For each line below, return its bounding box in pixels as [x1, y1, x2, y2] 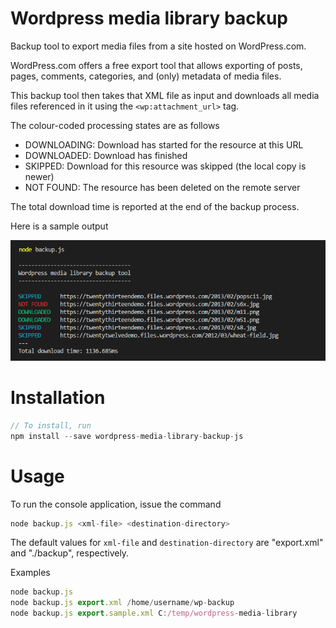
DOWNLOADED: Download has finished [24, 149, 188, 161]
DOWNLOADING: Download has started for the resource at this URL [24, 138, 304, 151]
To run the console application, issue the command [10, 498, 222, 510]
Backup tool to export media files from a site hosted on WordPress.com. [10, 40, 307, 52]
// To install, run [10, 420, 92, 431]
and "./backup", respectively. [10, 547, 130, 559]
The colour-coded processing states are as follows [10, 119, 220, 131]
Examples [10, 567, 51, 579]
